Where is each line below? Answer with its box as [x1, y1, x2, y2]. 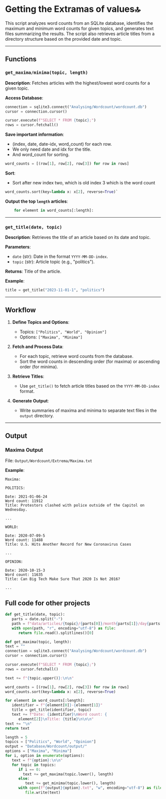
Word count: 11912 [5, 499, 43, 504]
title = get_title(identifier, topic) [11, 707, 92, 712]
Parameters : [5, 244, 31, 250]
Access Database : [5, 95, 43, 101]
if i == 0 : [18, 767, 41, 772]
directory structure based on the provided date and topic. [5, 36, 122, 42]
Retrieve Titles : [12, 373, 44, 379]
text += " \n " [5, 721, 32, 726]
